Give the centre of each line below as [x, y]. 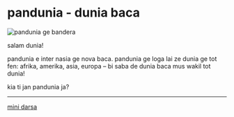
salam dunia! [25, 45]
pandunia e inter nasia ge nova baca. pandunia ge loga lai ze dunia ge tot [112, 58]
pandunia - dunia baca [74, 13]
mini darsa [22, 107]
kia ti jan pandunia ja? [38, 87]
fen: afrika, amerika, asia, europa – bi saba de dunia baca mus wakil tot [109, 66]
